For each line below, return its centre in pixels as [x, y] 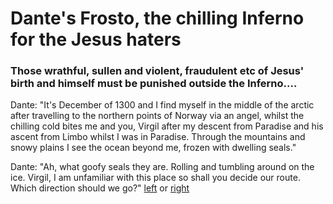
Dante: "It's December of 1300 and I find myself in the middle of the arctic [162, 105]
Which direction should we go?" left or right [100, 188]
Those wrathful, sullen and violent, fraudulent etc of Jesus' [157, 71]
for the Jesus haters [96, 39]
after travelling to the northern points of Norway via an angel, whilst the [157, 116]
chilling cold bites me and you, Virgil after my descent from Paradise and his [167, 126]
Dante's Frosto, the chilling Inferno [157, 18]
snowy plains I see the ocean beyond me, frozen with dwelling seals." [153, 148]
